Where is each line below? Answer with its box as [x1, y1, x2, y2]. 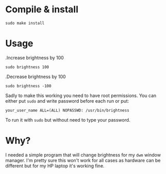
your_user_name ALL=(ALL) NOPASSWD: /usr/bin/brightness [5, 108, 130, 113]
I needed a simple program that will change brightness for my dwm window [5, 151, 161, 158]
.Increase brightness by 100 [5, 54, 64, 61]
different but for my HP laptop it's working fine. [5, 163, 105, 169]
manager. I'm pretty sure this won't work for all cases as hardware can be [5, 157, 161, 163]
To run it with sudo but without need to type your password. [5, 117, 131, 123]
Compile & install [5, 4, 78, 15]
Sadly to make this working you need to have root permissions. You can [5, 92, 157, 99]
